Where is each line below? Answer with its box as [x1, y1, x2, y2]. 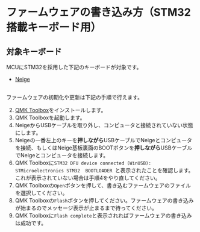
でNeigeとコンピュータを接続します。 [14, 152, 109, 159]
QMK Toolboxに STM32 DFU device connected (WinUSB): [14, 159, 152, 166]
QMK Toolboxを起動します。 [14, 114, 86, 121]
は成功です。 [14, 219, 47, 227]
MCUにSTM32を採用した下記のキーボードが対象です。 [6, 64, 142, 71]
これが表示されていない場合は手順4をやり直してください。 [14, 174, 161, 181]
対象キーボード [6, 46, 62, 57]
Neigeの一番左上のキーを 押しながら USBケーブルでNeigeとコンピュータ [14, 137, 193, 144]
